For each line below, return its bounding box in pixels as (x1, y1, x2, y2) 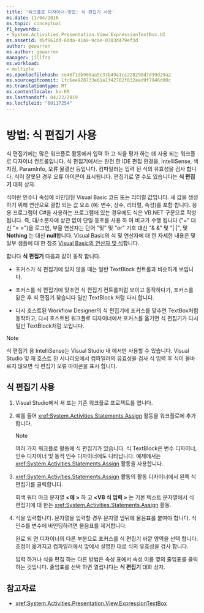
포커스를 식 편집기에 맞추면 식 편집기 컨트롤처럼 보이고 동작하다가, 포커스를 (15, 286, 194, 293)
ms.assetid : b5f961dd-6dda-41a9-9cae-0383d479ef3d (6, 37, 138, 43)
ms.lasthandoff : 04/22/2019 (6, 94, 78, 100)
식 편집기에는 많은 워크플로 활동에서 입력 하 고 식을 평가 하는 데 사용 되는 (6, 149, 179, 157)
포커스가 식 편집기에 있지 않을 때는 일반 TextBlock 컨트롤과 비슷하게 (15, 265, 178, 273)
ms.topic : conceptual (6, 20, 62, 26)
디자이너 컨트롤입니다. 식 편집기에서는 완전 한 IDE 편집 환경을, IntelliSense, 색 (12, 157, 199, 165)
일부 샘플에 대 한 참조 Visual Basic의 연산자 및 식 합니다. (6, 239, 140, 247)
